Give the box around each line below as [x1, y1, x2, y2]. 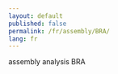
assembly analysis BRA [8, 57, 86, 67]
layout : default [8, 11, 63, 20]
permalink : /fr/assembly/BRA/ [8, 27, 111, 35]
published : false [8, 20, 67, 28]
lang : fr [8, 34, 38, 43]
